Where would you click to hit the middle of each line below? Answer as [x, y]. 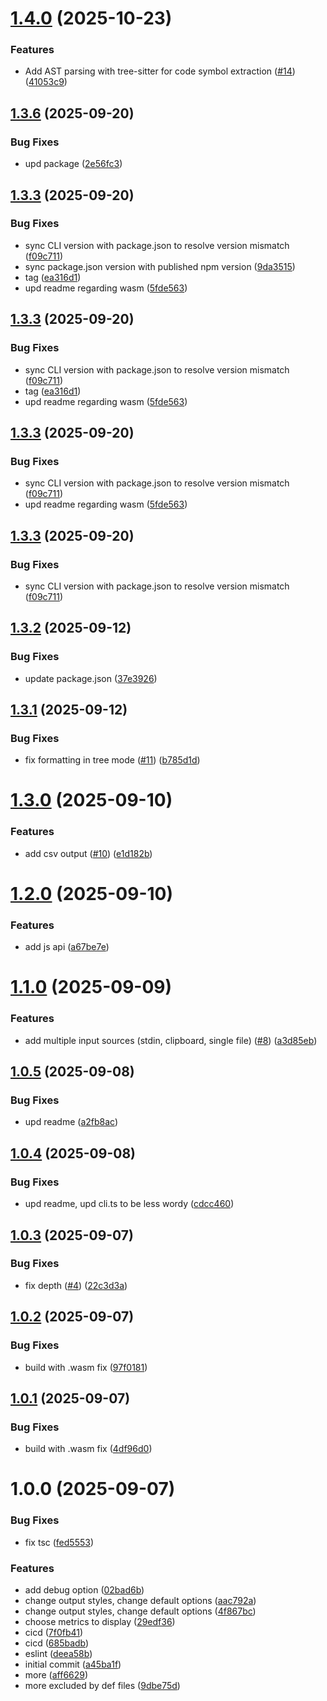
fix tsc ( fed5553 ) [59, 1542]
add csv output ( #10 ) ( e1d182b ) [88, 853]
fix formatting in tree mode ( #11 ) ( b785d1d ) [112, 760]
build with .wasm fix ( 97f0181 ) [86, 1367]
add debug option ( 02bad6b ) [84, 1589]
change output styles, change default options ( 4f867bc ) [140, 1611]
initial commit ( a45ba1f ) [73, 1664]
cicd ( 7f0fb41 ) [54, 1632]
